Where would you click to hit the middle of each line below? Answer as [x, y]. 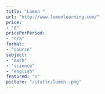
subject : [17, 55]
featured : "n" [23, 76]
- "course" [19, 50]
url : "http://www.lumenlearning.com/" [53, 17]
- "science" [20, 66]
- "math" [17, 60]
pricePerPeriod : [26, 33]
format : [15, 44]
